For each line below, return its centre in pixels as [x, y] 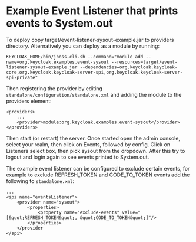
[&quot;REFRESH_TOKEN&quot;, [42, 218]
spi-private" [22, 77]
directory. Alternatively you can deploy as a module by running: [83, 46]
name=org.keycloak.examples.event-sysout [58, 62]
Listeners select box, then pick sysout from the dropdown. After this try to [96, 151]
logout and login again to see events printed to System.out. [78, 157]
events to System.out [60, 23]
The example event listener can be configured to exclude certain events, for [98, 168]
